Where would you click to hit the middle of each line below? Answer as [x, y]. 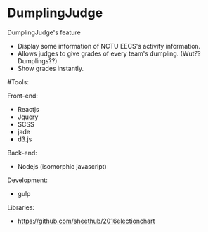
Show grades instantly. [51, 68]
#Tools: [18, 82]
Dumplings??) [37, 60]
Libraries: [21, 207]
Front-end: [23, 96]
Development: [27, 180]
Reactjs [28, 109]
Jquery [28, 117]
